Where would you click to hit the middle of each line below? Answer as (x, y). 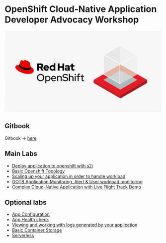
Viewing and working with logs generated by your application (75, 225)
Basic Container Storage (37, 230)
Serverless (23, 236)
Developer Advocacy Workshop (72, 20)
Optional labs (26, 202)
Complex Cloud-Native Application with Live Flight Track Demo (76, 187)
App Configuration (31, 214)
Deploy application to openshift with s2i (52, 165)
